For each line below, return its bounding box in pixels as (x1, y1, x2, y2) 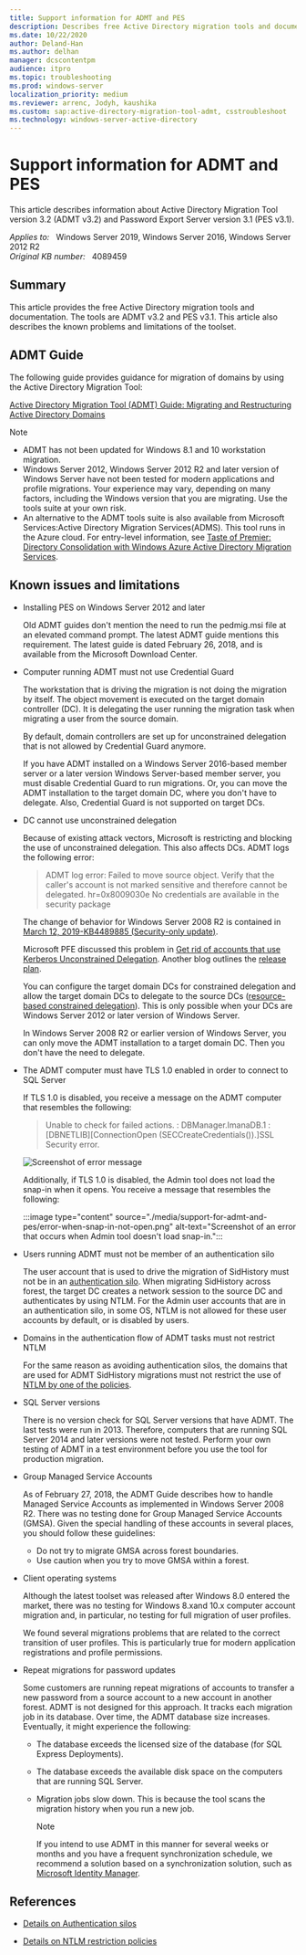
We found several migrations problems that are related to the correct (22, 1627, 280, 1638)
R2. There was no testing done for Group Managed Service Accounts (22, 1508, 282, 1519)
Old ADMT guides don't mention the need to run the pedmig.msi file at (22, 619, 287, 630)
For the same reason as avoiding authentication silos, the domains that (22, 1360, 289, 1371)
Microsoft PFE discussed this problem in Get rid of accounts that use (22, 943, 281, 954)
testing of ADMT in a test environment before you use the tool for (22, 1444, 268, 1455)
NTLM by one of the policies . (22, 1379, 132, 1390)
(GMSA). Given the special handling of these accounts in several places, (22, 1518, 294, 1529)
